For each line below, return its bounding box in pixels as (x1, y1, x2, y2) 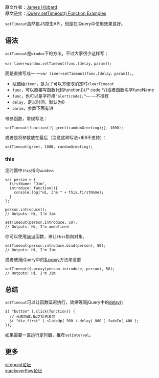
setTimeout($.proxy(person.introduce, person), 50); (5, 266, 115, 272)
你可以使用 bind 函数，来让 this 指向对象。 (5, 234, 87, 239)
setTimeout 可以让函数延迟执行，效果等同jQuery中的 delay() (5, 299, 123, 305)
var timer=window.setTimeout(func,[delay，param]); (5, 61, 112, 66)
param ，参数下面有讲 (12, 105, 54, 111)
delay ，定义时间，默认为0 (12, 99, 65, 105)
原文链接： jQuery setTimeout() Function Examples (5, 10, 107, 16)
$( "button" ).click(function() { (5, 309, 76, 314)
